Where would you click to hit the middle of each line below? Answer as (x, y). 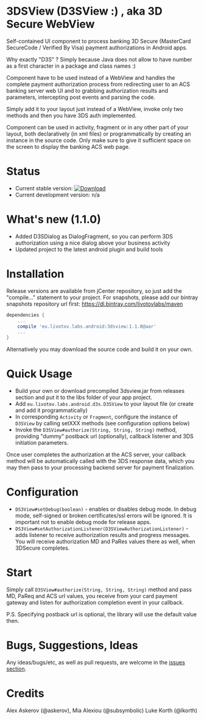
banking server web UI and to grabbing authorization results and (87, 90)
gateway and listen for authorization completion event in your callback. (95, 602)
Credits (25, 693)
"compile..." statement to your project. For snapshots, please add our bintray (102, 297)
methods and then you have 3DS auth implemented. (72, 115)
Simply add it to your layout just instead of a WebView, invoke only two (95, 109)
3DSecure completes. (42, 548)
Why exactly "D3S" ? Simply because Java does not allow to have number (99, 59)
